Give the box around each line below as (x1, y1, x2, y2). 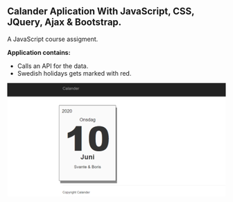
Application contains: (7, 48, 71, 56)
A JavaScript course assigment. (7, 35, 98, 43)
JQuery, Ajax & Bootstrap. (7, 17, 122, 28)
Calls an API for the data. (17, 62, 89, 70)
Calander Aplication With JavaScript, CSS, (7, 6, 195, 17)
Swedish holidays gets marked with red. (17, 69, 132, 77)
